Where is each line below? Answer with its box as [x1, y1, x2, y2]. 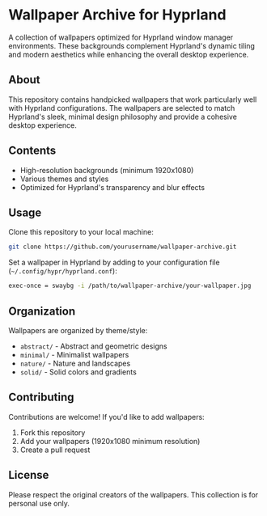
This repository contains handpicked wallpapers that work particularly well [8, 95, 257, 104]
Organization [8, 304, 75, 318]
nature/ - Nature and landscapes [19, 358, 131, 368]
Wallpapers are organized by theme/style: [8, 325, 148, 335]
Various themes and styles [19, 174, 109, 184]
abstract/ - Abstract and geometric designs [19, 341, 167, 351]
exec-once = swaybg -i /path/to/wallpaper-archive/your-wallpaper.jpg [8, 281, 252, 290]
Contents [8, 144, 57, 158]
